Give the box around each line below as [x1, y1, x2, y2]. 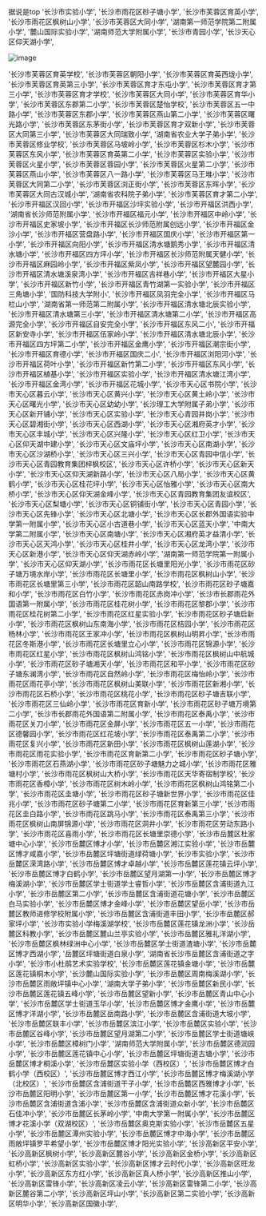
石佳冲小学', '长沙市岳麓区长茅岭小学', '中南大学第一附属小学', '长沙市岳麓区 [8, 1109, 256, 1118]
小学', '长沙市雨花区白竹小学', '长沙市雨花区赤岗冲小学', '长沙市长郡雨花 [14, 589, 248, 598]
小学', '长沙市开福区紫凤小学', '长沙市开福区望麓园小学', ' [63, 259, 248, 269]
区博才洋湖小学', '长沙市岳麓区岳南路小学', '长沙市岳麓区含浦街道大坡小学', [8, 1009, 252, 1018]
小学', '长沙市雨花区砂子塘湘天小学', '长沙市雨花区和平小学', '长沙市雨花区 [8, 659, 248, 668]
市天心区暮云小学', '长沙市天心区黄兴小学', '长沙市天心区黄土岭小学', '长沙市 [8, 389, 256, 398]
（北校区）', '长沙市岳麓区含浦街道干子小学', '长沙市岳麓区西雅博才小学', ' [8, 1078, 248, 1088]
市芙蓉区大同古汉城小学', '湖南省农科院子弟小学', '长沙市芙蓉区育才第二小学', [8, 189, 258, 198]
